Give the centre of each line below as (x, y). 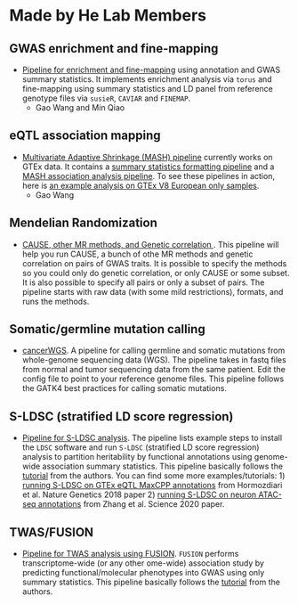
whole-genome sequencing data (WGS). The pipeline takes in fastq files (154, 360)
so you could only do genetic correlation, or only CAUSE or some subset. (156, 273)
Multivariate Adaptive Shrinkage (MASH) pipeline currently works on (147, 157)
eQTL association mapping (85, 136)
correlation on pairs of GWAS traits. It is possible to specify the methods (154, 263)
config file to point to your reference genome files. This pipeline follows (153, 379)
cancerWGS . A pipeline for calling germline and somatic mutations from (153, 351)
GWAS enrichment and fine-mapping (114, 49)
